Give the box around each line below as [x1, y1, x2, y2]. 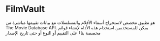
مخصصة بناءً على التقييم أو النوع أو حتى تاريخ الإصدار [5, 30, 101, 36]
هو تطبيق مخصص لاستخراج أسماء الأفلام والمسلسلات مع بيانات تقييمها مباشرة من [5, 20, 156, 25]
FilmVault [5, 3, 45, 15]
